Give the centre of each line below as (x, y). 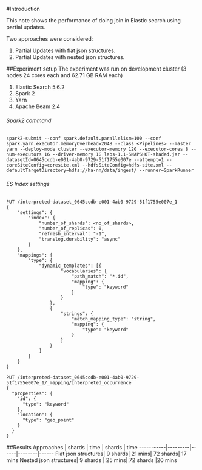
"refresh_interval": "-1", (73, 234)
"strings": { (77, 314)
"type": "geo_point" (48, 420)
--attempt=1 (149, 160)
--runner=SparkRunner (167, 171)
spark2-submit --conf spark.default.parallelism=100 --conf (84, 139)
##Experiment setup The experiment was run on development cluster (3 (96, 69)
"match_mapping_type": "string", (113, 319)
